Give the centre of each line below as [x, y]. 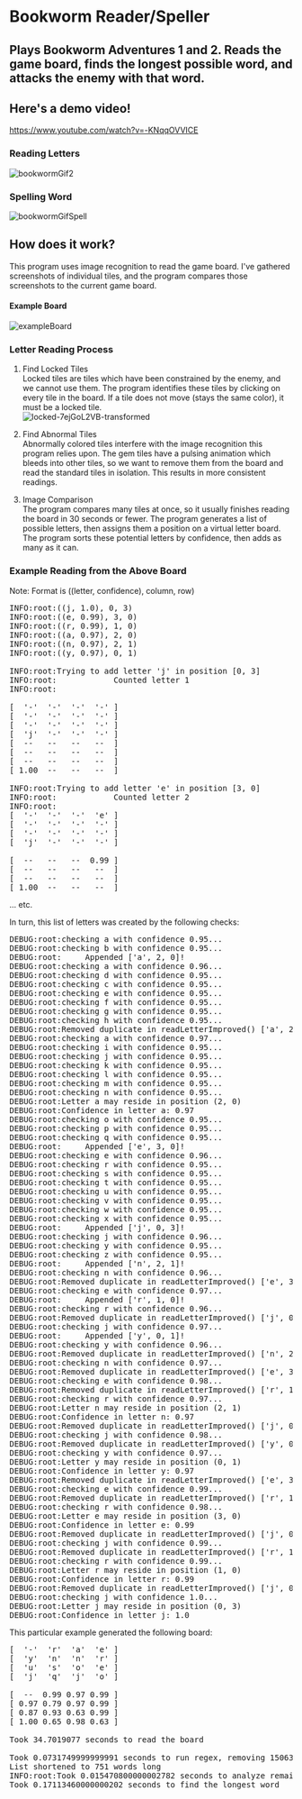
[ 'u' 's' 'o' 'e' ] [64, 1667]
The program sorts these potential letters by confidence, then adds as [152, 538]
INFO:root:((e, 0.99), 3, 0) [73, 616]
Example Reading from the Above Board [98, 571]
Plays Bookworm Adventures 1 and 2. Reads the [145, 50]
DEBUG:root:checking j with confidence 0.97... [116, 1326]
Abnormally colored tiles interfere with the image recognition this [142, 444]
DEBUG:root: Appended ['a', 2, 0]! [97, 957]
